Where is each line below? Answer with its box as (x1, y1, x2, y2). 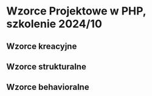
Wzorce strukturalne (6, 62, 86, 72)
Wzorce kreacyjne (6, 41, 77, 51)
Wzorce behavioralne (6, 82, 89, 92)
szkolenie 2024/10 (6, 17, 102, 31)
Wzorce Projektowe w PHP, (6, 4, 147, 18)
